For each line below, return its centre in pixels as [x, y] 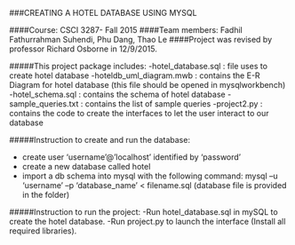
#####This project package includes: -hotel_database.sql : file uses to [139, 66]
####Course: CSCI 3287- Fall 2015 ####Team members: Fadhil [126, 30]
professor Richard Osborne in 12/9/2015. [83, 49]
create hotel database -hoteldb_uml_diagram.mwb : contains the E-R [135, 75]
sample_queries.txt [44, 104]
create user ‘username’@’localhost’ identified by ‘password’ [132, 157]
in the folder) [46, 195]
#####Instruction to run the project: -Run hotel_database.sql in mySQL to [144, 212]
